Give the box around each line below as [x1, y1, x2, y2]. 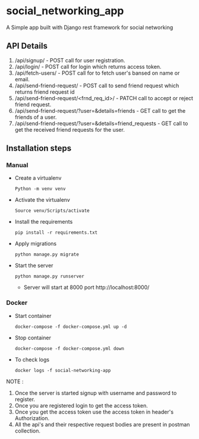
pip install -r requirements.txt [14, 230, 98, 236]
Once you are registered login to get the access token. [14, 402, 149, 409]
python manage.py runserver [14, 273, 84, 279]
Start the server [14, 262, 53, 269]
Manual [6, 161, 29, 170]
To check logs [14, 356, 49, 363]
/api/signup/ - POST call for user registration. [14, 56, 126, 63]
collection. [14, 427, 40, 434]
